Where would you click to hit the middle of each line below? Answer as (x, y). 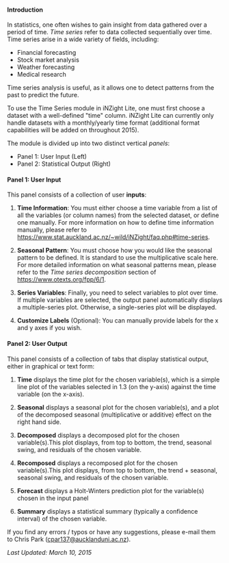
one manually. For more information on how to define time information (115, 223)
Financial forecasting (46, 53)
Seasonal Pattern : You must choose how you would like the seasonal (114, 251)
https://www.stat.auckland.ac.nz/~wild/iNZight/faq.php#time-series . (113, 237)
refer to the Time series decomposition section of (86, 272)
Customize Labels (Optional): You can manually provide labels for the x (118, 321)
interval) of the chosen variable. (62, 518)
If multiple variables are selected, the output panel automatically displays (120, 300)
